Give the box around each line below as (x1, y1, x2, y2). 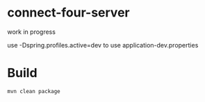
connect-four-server (7, 5, 130, 21)
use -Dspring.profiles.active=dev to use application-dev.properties (7, 41, 199, 49)
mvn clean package (7, 88, 60, 94)
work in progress (7, 28, 56, 36)
